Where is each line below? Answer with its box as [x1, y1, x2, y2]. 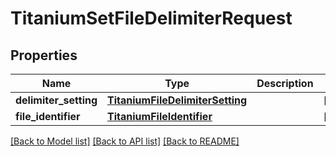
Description [256, 77, 314, 90]
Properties [10, 47, 78, 64]
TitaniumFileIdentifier [107, 110, 213, 123]
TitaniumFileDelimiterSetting [107, 93, 248, 107]
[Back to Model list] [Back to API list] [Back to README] [10, 135, 240, 147]
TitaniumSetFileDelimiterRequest [10, 7, 293, 30]
